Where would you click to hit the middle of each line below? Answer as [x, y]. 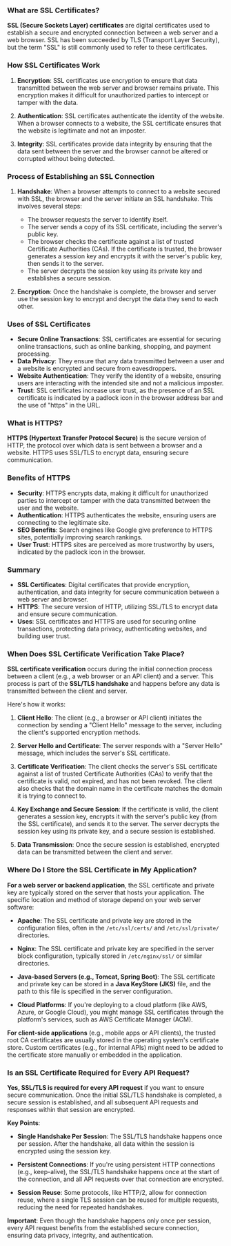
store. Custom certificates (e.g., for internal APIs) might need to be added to [115, 1047]
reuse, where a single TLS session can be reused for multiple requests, [118, 1200]
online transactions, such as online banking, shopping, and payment [114, 347]
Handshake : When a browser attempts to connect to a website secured [119, 191]
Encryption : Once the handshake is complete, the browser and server [117, 291]
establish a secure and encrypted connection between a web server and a [113, 32]
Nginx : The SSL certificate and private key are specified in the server [115, 948]
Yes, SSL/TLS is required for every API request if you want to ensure [106, 1087]
